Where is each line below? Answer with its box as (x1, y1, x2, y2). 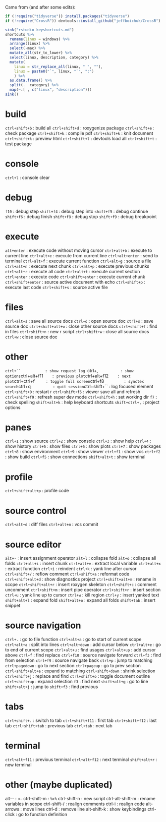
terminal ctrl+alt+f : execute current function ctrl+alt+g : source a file (5, 258, 152, 264)
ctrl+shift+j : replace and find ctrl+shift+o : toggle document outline (5, 673, 150, 679)
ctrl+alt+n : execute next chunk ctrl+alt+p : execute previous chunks (5, 263, 150, 269)
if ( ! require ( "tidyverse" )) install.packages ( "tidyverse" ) (5, 14, 130, 19)
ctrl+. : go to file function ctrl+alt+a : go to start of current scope (5, 637, 142, 643)
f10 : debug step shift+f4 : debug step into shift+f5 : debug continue (5, 208, 148, 214)
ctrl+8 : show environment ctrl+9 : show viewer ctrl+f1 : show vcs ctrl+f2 (5, 449, 161, 455)
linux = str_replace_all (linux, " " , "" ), (14, 64, 103, 69)
